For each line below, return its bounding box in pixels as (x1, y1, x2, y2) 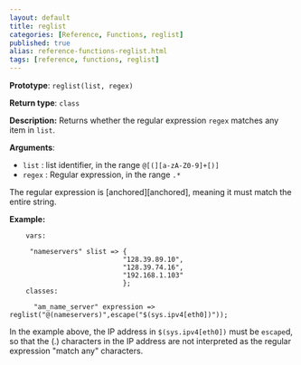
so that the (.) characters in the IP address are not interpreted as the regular (9, 336, 292, 346)
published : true (9, 38, 71, 48)
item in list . (9, 125, 56, 136)
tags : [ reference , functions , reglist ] (9, 55, 160, 64)
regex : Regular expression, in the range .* (22, 169, 181, 180)
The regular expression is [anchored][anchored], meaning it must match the (9, 187, 292, 197)
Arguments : (9, 142, 56, 153)
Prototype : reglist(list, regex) (9, 80, 134, 90)
